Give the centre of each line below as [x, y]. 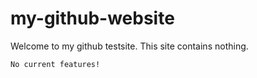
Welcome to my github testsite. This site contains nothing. [129, 46]
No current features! [55, 64]
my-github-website [92, 18]
